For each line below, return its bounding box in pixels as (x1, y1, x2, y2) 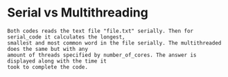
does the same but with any (7, 45, 89, 52)
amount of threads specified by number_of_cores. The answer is (7, 52, 197, 58)
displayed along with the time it (7, 57, 107, 65)
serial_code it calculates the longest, (7, 33, 126, 41)
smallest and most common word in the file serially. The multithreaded (7, 39, 222, 46)
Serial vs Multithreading (7, 5, 149, 21)
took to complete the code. (7, 63, 89, 70)
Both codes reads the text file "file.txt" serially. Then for (7, 27, 194, 34)
